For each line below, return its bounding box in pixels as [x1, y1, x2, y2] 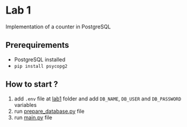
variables [14, 101, 37, 108]
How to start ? [5, 79, 59, 89]
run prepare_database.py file [14, 108, 85, 115]
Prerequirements [5, 40, 69, 50]
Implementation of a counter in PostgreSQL [5, 23, 111, 30]
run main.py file [14, 113, 53, 121]
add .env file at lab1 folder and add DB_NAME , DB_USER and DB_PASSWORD [14, 95, 182, 102]
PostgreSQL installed [14, 56, 66, 63]
